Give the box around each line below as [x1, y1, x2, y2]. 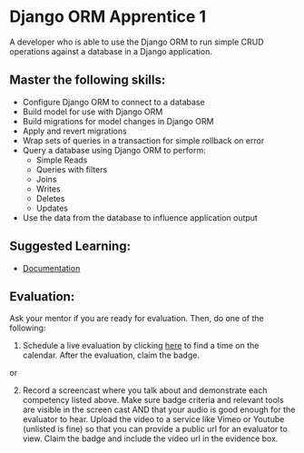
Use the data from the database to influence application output [22, 212, 259, 223]
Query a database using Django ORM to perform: [22, 144, 206, 155]
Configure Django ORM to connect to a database [22, 96, 206, 107]
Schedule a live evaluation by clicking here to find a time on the [22, 340, 260, 351]
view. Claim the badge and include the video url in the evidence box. [22, 433, 279, 444]
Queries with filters [35, 163, 108, 174]
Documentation [22, 262, 81, 273]
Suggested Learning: [9, 239, 132, 254]
